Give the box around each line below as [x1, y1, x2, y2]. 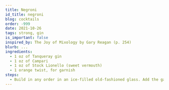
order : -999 [5, 21, 30, 26]
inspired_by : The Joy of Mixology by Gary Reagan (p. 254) [5, 40, 132, 45]
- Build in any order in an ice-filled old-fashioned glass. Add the [10, 77, 158, 82]
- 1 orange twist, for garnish [10, 68, 75, 73]
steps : [5, 72, 19, 77]
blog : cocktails [5, 16, 39, 21]
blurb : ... [5, 44, 28, 49]
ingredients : [5, 49, 33, 54]
